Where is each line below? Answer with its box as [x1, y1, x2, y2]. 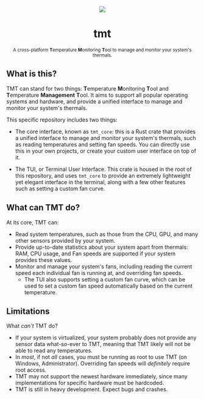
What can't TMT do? [6, 322, 58, 330]
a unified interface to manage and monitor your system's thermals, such [15, 134, 197, 142]
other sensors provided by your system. [15, 237, 116, 244]
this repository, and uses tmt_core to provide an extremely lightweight [15, 172, 191, 179]
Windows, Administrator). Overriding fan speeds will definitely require [15, 360, 191, 367]
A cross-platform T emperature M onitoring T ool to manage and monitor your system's [13, 47, 192, 53]
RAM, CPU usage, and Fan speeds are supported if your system [15, 249, 175, 257]
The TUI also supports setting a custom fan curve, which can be [24, 276, 186, 283]
